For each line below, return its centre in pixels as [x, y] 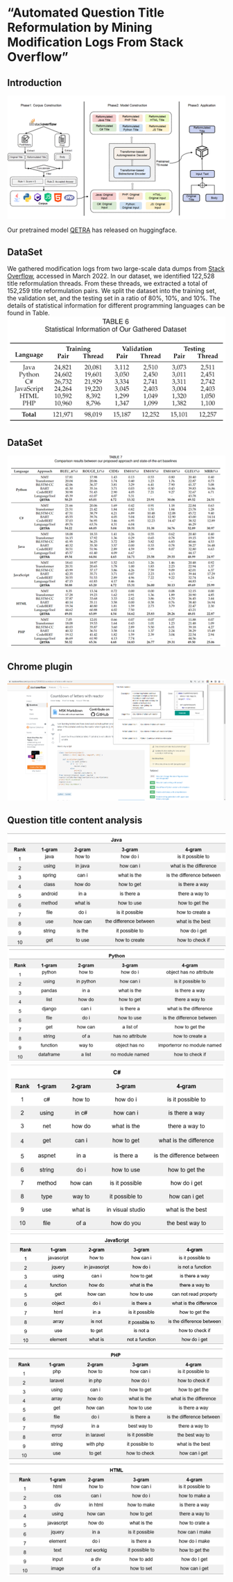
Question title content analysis [75, 820]
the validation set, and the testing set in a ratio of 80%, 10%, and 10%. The [114, 298]
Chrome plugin [40, 666]
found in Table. [28, 313]
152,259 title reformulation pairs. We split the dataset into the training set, [112, 291]
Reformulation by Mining [80, 27]
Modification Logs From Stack [95, 42]
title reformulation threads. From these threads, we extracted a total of [107, 283]
